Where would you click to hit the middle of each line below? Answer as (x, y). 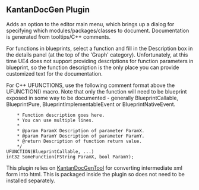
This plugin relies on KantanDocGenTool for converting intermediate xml (94, 168)
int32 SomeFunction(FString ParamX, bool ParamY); (70, 157)
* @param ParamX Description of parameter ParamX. (81, 130)
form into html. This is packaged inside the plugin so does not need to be (96, 174)
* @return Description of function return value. (80, 141)
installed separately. (31, 180)
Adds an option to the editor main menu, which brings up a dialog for (90, 24)
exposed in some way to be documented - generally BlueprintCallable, (92, 98)
